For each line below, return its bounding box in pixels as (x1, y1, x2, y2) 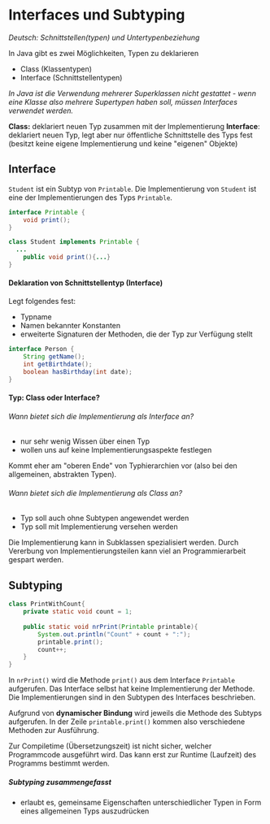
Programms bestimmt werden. (8, 758, 110, 769)
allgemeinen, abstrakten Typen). (8, 470, 117, 479)
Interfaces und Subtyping (8, 6, 185, 24)
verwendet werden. (8, 106, 74, 115)
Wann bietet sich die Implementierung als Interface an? (8, 411, 194, 421)
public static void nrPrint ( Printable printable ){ (23, 622, 198, 631)
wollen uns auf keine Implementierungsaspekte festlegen (20, 445, 212, 455)
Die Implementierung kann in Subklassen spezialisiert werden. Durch (8, 538, 239, 548)
